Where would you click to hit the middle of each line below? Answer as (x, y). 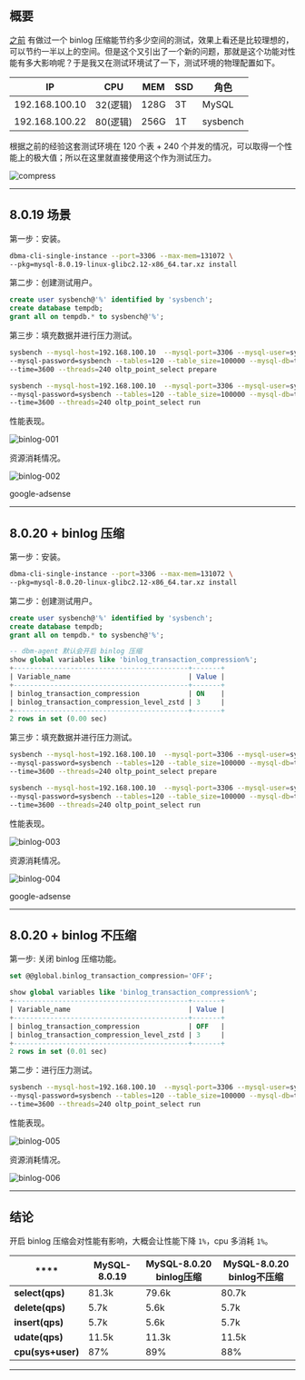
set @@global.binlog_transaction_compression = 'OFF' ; (111, 976)
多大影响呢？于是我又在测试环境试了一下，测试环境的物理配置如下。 (152, 63)
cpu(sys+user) (47, 1352)
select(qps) (39, 1293)
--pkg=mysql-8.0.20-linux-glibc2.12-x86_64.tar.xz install (123, 582)
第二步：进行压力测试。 (53, 1070)
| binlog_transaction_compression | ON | (117, 693)
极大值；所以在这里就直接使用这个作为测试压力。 (124, 157)
